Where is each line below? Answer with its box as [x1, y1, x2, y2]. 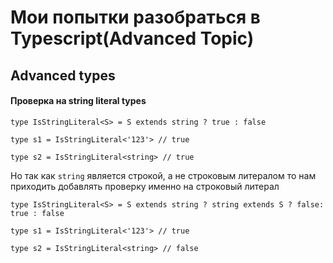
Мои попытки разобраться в [10, 6, 261, 29]
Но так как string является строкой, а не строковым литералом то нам [10, 169, 317, 181]
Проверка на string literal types [10, 95, 147, 107]
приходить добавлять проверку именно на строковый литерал [10, 180, 280, 192]
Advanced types [10, 67, 116, 84]
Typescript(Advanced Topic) [10, 27, 255, 50]
